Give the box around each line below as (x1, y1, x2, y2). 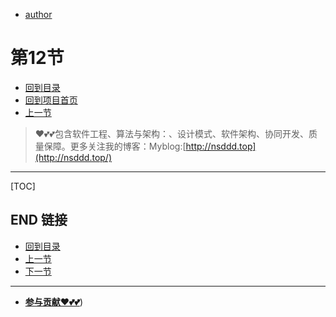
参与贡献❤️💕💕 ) (24, 295, 84, 308)
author (24, 9, 53, 20)
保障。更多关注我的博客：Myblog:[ (43, 140, 187, 152)
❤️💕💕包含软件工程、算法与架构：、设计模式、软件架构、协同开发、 (34, 127, 309, 139)
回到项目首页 (24, 94, 78, 106)
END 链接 (10, 212, 68, 229)
